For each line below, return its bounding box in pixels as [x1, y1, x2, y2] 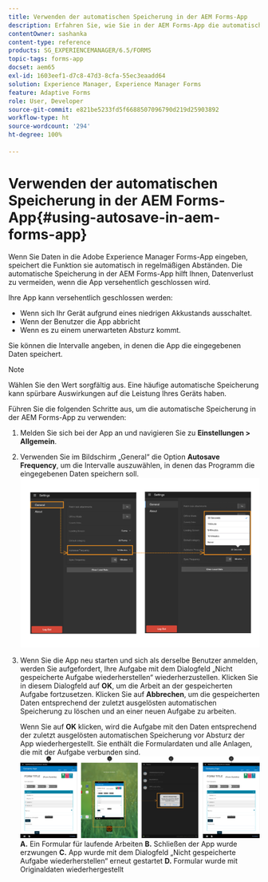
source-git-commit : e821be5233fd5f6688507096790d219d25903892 [8, 105, 219, 113]
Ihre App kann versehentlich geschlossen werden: [8, 292, 173, 303]
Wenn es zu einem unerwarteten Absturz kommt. [19, 325, 181, 334]
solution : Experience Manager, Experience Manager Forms [8, 80, 202, 88]
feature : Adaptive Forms [8, 89, 91, 97]
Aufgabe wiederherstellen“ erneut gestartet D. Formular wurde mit [19, 856, 238, 866]
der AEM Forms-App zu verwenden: [8, 412, 127, 422]
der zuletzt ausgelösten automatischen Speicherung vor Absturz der [19, 730, 246, 740]
